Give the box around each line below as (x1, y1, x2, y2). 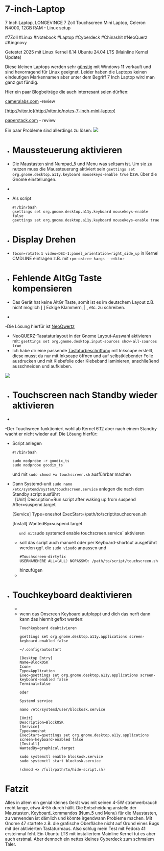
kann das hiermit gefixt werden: (19, 616, 84, 622)
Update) (5, 54, 22, 60)
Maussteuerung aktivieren (12, 145, 122, 156)
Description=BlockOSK (19, 720, 64, 725)
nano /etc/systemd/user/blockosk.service (19, 707, 105, 712)
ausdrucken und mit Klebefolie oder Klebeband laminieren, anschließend (12, 358, 159, 364)
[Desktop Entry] (19, 656, 53, 660)
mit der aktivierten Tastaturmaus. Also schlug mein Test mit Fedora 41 (5, 826, 146, 831)
